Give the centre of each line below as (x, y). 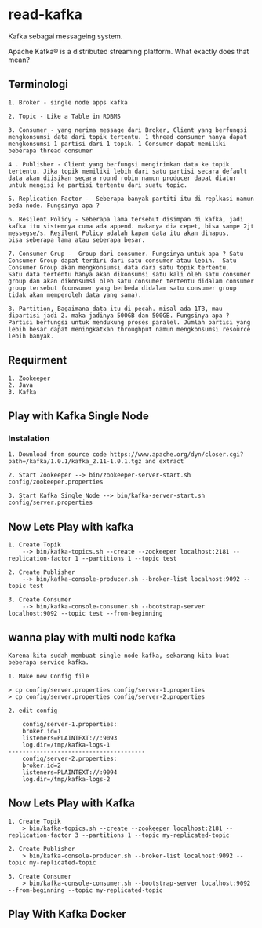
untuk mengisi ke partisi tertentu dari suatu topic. (98, 185)
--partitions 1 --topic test (129, 559)
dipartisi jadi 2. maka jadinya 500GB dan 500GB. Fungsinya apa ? (119, 316)
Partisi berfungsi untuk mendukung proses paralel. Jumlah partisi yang (129, 322)
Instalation (29, 438)
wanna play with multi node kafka (92, 638)
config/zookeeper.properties (56, 482)
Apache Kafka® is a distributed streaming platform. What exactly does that (129, 51)
